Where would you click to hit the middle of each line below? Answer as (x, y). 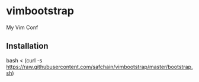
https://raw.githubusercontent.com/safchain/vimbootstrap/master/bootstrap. (99, 67)
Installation (27, 46)
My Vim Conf (22, 27)
